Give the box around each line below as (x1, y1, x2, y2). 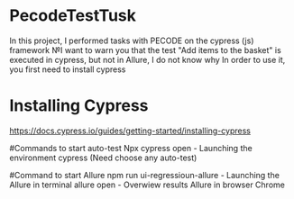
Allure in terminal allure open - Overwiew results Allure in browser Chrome (9, 179, 286, 190)
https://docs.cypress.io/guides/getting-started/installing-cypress (9, 125, 251, 136)
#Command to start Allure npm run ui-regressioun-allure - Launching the (9, 169, 280, 180)
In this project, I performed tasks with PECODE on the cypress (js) (9, 35, 254, 46)
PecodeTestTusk (9, 5, 137, 26)
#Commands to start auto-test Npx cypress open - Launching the (9, 142, 253, 153)
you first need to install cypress (9, 64, 126, 75)
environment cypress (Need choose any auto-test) (9, 152, 198, 163)
